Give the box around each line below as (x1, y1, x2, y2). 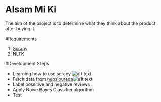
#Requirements (5, 36, 37, 42)
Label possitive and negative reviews (12, 81, 90, 87)
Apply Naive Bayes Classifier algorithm (12, 86, 94, 92)
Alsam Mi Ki (5, 4, 57, 15)
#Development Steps (5, 60, 49, 66)
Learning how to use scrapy (12, 70, 71, 77)
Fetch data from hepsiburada (12, 76, 73, 82)
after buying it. (5, 25, 36, 31)
